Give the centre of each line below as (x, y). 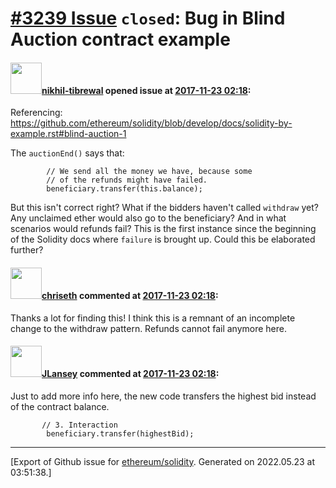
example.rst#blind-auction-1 (68, 134)
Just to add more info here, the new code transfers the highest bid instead (163, 396)
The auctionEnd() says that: (67, 153)
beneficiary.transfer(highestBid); (120, 433)
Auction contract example (120, 39)
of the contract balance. (60, 406)
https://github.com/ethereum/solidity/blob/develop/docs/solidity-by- (151, 123)
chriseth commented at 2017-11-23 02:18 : (130, 295)
